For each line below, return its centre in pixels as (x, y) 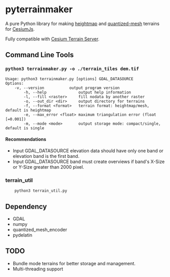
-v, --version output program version (67, 88)
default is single (25, 128)
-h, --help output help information (77, 92)
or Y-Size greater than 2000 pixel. (48, 167)
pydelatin (22, 235)
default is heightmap (28, 110)
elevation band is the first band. (46, 156)
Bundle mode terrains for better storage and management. (74, 263)
